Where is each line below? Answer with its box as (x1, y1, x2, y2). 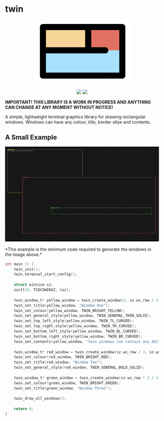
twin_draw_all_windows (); (14, 396, 67, 401)
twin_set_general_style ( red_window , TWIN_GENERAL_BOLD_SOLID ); (14, 365, 145, 370)
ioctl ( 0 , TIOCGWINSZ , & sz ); (14, 288, 71, 292)
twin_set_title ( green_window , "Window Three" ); (14, 386, 112, 391)
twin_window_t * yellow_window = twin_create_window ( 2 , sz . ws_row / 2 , (14, 298, 161, 303)
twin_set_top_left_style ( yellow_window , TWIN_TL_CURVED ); (14, 318, 134, 323)
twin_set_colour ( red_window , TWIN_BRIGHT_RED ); (14, 355, 112, 360)
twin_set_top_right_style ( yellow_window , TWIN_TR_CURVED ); (14, 324, 137, 329)
